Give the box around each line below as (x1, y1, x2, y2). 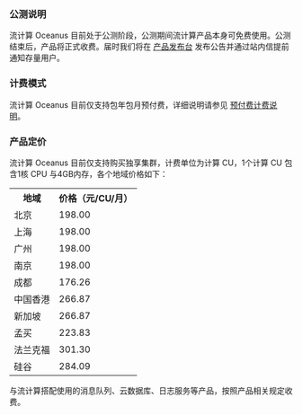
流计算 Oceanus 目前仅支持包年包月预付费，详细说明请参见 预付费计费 (9, 99, 270, 110)
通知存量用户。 (9, 52, 65, 64)
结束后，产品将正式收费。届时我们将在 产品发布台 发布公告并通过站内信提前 (9, 41, 289, 52)
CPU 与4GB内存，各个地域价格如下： (30, 168, 168, 179)
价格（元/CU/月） (58, 191, 133, 204)
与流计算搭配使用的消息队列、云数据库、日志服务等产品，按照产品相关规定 (9, 384, 285, 396)
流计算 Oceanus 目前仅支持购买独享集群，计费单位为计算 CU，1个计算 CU (9, 157, 283, 168)
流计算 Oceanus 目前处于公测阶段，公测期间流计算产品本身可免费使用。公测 (9, 30, 291, 41)
